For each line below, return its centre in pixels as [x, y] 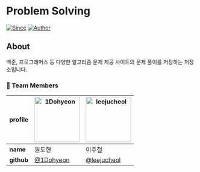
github [19, 160]
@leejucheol [103, 160]
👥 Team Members [33, 85]
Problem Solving [48, 11]
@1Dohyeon [52, 160]
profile [19, 120]
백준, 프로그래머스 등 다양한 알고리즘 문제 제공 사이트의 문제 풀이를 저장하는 [95, 62]
